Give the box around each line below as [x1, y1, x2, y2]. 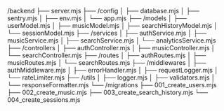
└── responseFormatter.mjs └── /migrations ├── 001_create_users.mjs [7, 81, 217, 89]
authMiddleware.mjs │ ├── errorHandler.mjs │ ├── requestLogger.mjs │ [7, 66, 219, 74]
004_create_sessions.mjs [7, 96, 81, 104]
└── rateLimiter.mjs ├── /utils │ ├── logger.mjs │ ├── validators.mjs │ [7, 73, 216, 82]
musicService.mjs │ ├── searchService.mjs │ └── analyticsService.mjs [7, 36, 216, 45]
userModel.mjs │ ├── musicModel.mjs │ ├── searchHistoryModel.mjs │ [7, 22, 218, 29]
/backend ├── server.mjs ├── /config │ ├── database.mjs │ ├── [7, 7, 200, 15]
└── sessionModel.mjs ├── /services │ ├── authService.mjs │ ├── [7, 29, 207, 37]
